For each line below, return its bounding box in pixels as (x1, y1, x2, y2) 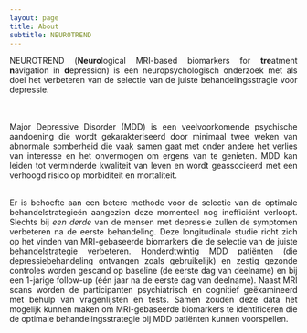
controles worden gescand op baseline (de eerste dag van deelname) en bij (9, 265, 298, 276)
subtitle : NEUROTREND (9, 30, 92, 39)
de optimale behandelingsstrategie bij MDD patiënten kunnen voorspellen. (9, 314, 289, 325)
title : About (9, 22, 59, 31)
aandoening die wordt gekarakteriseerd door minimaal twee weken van (9, 131, 298, 142)
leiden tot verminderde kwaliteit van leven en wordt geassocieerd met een (9, 161, 298, 172)
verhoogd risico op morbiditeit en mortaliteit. (9, 170, 178, 181)
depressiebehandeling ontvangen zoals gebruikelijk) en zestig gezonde (9, 255, 298, 266)
